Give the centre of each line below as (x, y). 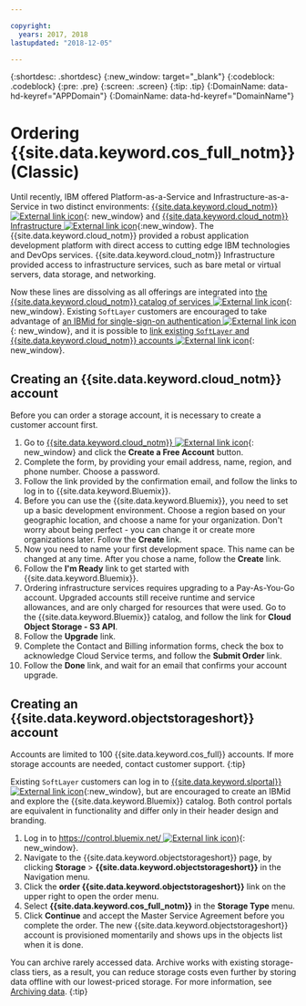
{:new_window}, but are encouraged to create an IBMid (187, 791)
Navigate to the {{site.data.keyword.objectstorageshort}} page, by (148, 857)
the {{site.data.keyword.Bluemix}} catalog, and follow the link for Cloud (157, 617)
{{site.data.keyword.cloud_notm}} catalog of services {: (151, 302)
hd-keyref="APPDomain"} (59, 96)
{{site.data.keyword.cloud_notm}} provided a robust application (130, 236)
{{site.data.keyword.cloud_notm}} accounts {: (133, 341)
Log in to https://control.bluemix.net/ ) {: (134, 838)
